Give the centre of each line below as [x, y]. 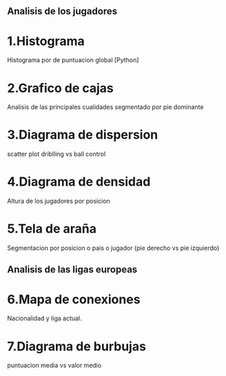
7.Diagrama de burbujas [77, 346]
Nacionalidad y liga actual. [45, 318]
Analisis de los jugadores [62, 11]
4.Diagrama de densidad [79, 182]
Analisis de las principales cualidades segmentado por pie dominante [105, 107]
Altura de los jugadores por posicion [59, 201]
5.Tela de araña [52, 229]
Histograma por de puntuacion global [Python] [73, 60]
